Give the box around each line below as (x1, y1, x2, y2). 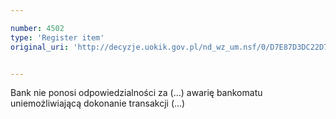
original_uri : (10, 42, 70, 52)
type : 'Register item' (10, 32, 105, 43)
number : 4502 (10, 23, 65, 33)
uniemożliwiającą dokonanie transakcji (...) (10, 97, 186, 110)
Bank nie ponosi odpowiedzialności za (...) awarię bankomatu (10, 87, 263, 99)
